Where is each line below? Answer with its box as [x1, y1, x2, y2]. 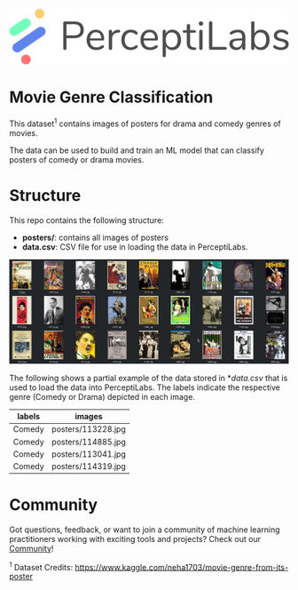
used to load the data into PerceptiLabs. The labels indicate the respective [9, 382, 281, 393]
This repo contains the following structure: [9, 214, 164, 226]
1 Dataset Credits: [9, 560, 74, 572]
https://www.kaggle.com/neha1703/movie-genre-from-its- [74, 562, 289, 572]
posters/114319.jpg [51, 461, 127, 472]
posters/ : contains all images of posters [21, 232, 169, 243]
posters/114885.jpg [51, 436, 127, 447]
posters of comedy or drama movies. [9, 154, 145, 164]
